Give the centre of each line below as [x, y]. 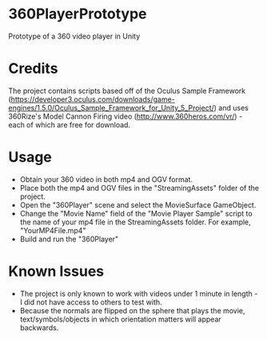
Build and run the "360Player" [69, 239]
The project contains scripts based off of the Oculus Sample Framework [127, 91]
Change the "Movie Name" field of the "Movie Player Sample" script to [136, 213]
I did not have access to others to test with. [91, 302]
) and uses [231, 107]
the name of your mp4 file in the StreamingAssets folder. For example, [135, 222]
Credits [33, 69]
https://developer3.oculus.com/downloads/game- [93, 99]
